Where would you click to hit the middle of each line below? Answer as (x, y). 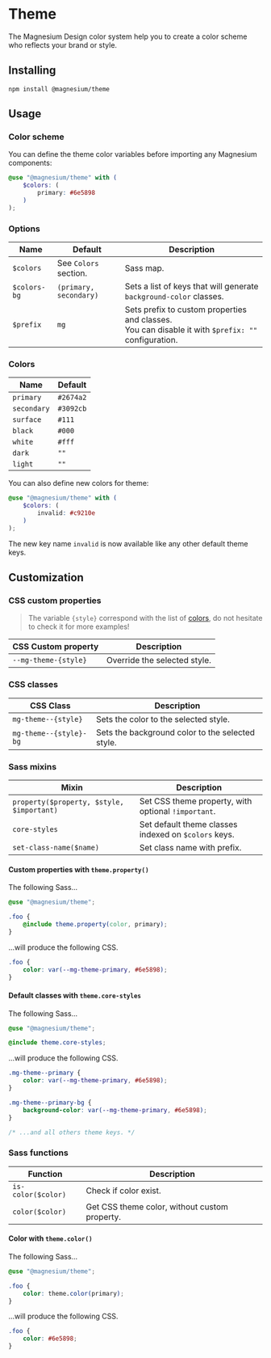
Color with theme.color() (50, 1238)
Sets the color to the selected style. (163, 719)
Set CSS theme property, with (196, 801)
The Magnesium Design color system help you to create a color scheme (128, 36)
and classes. (148, 320)
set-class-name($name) (56, 848)
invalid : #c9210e (66, 513)
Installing (32, 71)
